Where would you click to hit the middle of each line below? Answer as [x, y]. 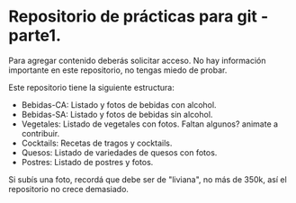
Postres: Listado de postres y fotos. [87, 162]
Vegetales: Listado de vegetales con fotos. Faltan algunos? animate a [150, 124]
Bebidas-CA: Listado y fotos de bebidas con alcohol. [119, 104]
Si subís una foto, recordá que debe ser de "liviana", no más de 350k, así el [148, 179]
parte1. [35, 35]
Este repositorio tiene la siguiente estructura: [91, 87]
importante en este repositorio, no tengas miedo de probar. [118, 70]
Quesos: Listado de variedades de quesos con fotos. [119, 152]
